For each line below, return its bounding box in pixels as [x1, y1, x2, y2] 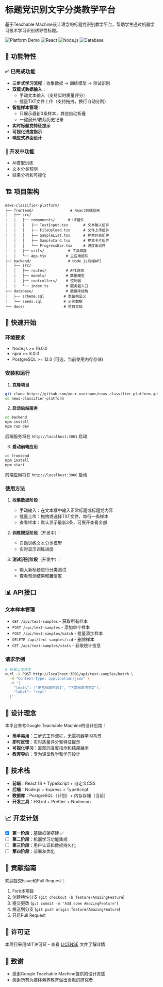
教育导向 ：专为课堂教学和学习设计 [12, 751, 81, 757]
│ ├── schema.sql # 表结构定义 [5, 294, 86, 299]
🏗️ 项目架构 [5, 188, 40, 196]
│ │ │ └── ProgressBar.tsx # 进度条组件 [5, 243, 106, 248]
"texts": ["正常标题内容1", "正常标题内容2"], [14, 685, 101, 690]
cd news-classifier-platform [5, 396, 64, 401]
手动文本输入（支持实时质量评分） [19, 92, 88, 98]
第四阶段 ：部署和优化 [12, 848, 55, 854]
